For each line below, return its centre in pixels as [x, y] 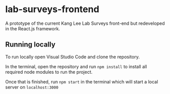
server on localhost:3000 [32, 87]
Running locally [30, 45]
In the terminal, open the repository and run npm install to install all [76, 66]
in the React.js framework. [33, 28]
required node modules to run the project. [49, 72]
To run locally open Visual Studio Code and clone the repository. [73, 57]
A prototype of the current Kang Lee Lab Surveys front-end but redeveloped [85, 23]
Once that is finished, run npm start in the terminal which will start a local [82, 81]
